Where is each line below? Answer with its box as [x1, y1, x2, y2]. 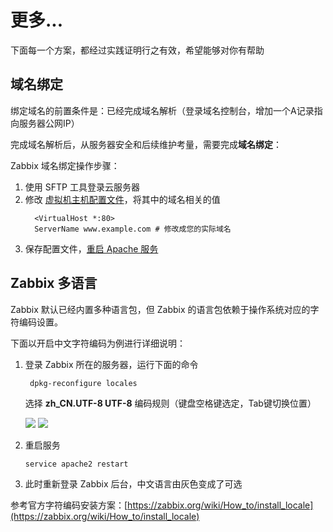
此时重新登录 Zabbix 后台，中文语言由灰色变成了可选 [24, 477, 243, 490]
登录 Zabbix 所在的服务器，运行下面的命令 [24, 358, 199, 370]
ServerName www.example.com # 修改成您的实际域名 [34, 224, 232, 234]
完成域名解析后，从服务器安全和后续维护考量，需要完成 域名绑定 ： [10, 138, 282, 150]
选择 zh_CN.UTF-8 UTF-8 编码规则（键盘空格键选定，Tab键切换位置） [24, 397, 317, 409]
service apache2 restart [24, 459, 129, 469]
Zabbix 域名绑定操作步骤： [10, 159, 120, 171]
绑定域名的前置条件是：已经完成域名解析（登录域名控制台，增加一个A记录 [10, 104, 315, 116]
